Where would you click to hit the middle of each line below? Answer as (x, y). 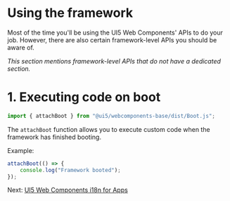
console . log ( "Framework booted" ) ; (70, 170)
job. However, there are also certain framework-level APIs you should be (112, 39)
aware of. (21, 47)
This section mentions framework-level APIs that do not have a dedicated (114, 61)
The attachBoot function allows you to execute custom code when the (109, 129)
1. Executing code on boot (84, 97)
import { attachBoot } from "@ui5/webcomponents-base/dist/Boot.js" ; (111, 116)
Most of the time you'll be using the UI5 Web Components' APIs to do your (115, 32)
